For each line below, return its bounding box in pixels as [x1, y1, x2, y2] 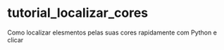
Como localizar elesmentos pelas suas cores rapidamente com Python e [7, 28, 217, 37]
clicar [7, 35, 24, 44]
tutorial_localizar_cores [7, 5, 149, 21]
